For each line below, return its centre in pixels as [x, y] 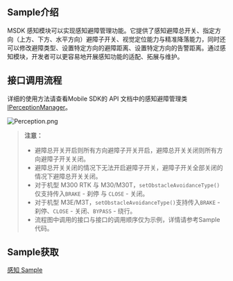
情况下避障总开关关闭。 [68, 176]
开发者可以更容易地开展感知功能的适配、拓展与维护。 [107, 56]
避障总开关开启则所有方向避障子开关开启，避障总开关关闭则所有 [126, 150]
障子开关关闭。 [68, 159]
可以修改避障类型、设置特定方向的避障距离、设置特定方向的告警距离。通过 [113, 48]
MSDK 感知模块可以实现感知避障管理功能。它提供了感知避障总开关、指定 [111, 31]
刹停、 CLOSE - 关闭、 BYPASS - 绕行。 [85, 211]
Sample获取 [33, 252]
